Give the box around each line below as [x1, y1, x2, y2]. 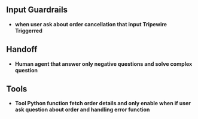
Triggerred [14, 27, 43, 34]
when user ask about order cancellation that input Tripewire [14, 20, 167, 28]
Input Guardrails [6, 5, 68, 15]
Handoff [6, 44, 38, 54]
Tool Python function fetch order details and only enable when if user [14, 100, 191, 107]
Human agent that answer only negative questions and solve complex [14, 60, 193, 68]
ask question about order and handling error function [14, 106, 150, 113]
